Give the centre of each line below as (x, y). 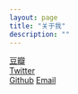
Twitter (22, 71)
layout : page (34, 17)
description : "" (39, 34)
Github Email (33, 81)
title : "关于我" (38, 26)
